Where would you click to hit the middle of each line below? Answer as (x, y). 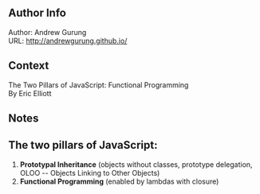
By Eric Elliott (30, 93)
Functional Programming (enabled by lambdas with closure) (119, 181)
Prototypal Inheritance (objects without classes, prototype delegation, (136, 164)
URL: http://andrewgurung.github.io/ (68, 41)
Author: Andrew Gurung (47, 32)
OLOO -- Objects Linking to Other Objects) (90, 173)
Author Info (37, 13)
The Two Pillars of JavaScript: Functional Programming (98, 85)
